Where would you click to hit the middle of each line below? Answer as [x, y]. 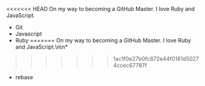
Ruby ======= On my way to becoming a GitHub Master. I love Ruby [103, 40]
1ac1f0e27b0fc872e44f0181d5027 [156, 59]
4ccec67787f [130, 65]
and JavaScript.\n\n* [41, 47]
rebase [24, 77]
